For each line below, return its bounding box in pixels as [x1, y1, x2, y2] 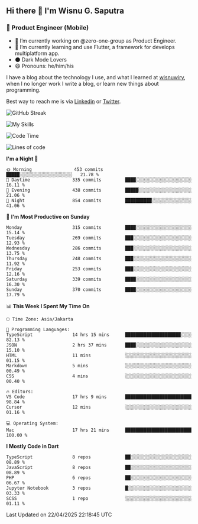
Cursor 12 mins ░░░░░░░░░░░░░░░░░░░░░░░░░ [6, 404, 192, 410]
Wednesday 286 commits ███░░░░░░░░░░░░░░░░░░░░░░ [6, 245, 192, 251]
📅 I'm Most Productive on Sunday [6, 213, 90, 220]
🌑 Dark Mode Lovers [14, 56, 67, 63]
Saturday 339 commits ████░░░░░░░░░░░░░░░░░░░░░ [6, 276, 192, 282]
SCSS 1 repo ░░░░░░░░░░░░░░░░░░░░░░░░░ [6, 495, 192, 502]
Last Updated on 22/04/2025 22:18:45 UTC [6, 511, 112, 518]
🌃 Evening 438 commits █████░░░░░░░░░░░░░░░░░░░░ [6, 187, 192, 193]
